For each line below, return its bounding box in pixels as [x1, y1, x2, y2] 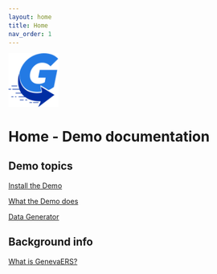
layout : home [8, 13, 52, 21]
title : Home [8, 21, 48, 30]
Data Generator [8, 211, 59, 221]
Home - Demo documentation [8, 128, 211, 146]
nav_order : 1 [8, 30, 52, 38]
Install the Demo [8, 181, 63, 190]
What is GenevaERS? [8, 256, 78, 266]
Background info [8, 235, 94, 249]
